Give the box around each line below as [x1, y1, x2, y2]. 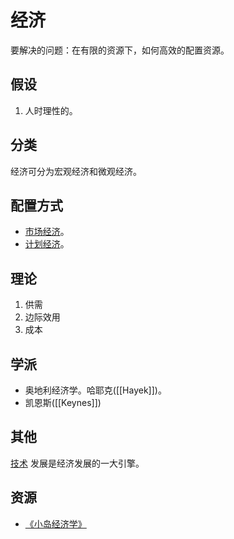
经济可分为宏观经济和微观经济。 [10, 165, 142, 177]
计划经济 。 [24, 238, 70, 250]
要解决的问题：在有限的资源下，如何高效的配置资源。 [10, 44, 230, 56]
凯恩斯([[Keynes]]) [24, 397, 102, 408]
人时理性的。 [24, 104, 78, 116]
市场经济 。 [24, 226, 70, 238]
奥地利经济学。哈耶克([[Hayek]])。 [24, 384, 167, 396]
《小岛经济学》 [24, 517, 87, 530]
